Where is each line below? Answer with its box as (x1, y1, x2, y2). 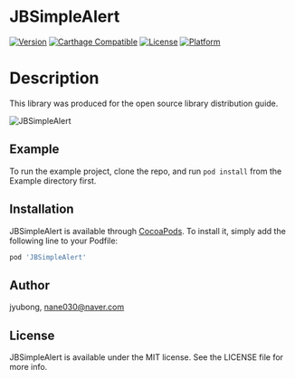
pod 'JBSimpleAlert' (9, 252, 88, 261)
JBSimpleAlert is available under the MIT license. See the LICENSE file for (9, 352, 283, 363)
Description (9, 68, 100, 89)
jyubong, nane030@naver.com (9, 301, 125, 313)
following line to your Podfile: (9, 235, 119, 246)
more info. (9, 362, 48, 372)
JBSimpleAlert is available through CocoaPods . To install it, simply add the (9, 225, 287, 236)
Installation (9, 202, 74, 217)
